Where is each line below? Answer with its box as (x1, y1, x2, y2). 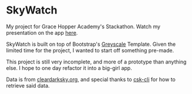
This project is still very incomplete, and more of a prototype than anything (6, 58, 187, 65)
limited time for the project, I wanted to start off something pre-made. (6, 46, 174, 53)
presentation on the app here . (6, 29, 78, 36)
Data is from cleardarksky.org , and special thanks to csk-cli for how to (6, 76, 176, 83)
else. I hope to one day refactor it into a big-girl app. (6, 64, 132, 71)
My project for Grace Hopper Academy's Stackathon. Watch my (6, 23, 160, 30)
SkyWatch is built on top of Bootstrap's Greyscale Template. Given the (6, 41, 176, 48)
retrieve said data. (6, 82, 50, 89)
